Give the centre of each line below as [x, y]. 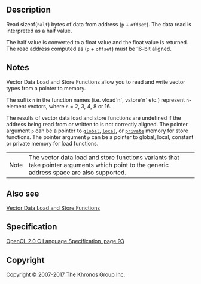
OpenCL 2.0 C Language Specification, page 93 [65, 241]
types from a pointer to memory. [46, 88]
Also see [23, 194]
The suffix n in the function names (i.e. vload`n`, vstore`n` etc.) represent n [98, 100]
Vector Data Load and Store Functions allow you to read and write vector [96, 82]
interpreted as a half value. [39, 31]
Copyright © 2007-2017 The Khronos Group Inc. [66, 274]
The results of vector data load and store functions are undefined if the [94, 118]
